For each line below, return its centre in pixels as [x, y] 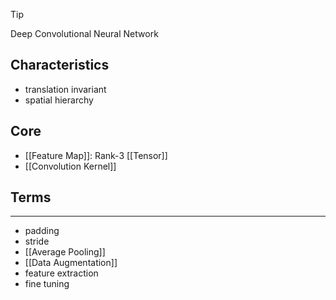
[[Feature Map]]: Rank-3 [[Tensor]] [96, 155]
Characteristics [60, 65]
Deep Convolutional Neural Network [84, 33]
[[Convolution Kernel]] [70, 166]
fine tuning [47, 284]
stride [37, 241]
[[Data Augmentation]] [71, 263]
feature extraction [61, 273]
